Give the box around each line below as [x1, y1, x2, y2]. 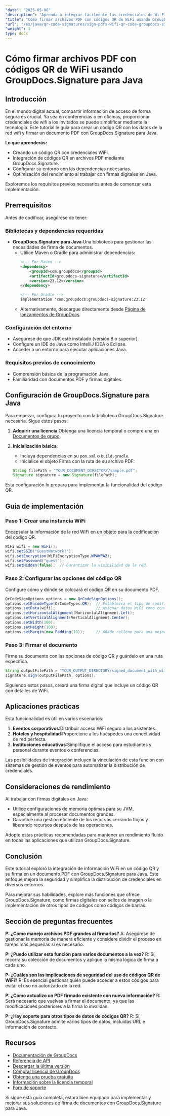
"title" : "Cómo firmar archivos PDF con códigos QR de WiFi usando [5, 17, 151, 22]
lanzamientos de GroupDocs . [20, 312, 81, 318]
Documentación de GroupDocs [12, 1052, 77, 1058]
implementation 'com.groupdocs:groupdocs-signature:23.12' [20, 297, 148, 302]
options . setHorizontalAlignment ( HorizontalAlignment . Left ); [5, 610, 135, 615]
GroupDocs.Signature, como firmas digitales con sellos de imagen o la [5, 897, 152, 903]
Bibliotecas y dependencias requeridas [5, 227, 104, 234]
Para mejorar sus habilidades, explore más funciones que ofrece [5, 891, 140, 897]
